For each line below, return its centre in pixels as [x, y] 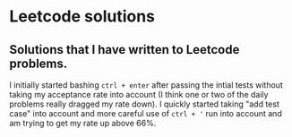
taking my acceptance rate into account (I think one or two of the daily [139, 94]
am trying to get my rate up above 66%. [83, 123]
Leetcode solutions [82, 17]
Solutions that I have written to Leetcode [125, 50]
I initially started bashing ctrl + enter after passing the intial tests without [146, 85]
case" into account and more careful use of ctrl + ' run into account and [146, 113]
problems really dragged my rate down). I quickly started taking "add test [144, 104]
